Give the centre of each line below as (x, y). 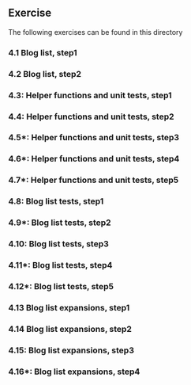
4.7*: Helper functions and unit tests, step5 (94, 180)
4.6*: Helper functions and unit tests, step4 (94, 159)
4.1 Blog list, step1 (43, 52)
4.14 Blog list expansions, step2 (70, 329)
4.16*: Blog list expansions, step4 (74, 372)
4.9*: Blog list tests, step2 (60, 223)
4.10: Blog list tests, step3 (58, 244)
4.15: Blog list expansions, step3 (71, 350)
